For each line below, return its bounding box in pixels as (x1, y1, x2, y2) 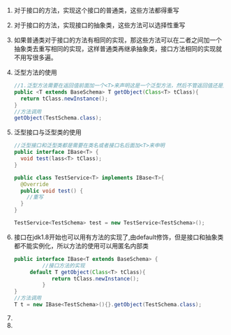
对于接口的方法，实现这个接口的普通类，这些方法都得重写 (13, 6, 179, 14)
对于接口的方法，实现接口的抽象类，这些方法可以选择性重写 (13, 21, 186, 29)
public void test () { (20, 187, 84, 194)
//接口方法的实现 (42, 262, 85, 269)
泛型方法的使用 (13, 69, 57, 76)
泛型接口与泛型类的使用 (13, 128, 82, 136)
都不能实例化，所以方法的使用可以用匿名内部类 (13, 241, 149, 250)
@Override (20, 180, 49, 187)
